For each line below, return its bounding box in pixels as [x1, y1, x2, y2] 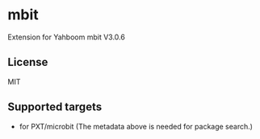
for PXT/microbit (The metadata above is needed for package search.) [19, 121, 254, 131]
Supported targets [7, 100, 103, 114]
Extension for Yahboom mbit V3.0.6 [7, 32, 126, 42]
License [7, 55, 48, 69]
